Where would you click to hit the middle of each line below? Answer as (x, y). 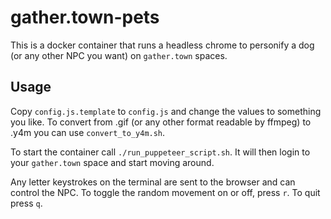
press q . (26, 203)
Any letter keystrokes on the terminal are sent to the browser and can (153, 182)
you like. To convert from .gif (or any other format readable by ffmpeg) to (161, 122)
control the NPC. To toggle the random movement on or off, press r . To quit (165, 192)
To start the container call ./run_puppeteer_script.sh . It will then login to (160, 152)
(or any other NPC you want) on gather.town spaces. (119, 55)
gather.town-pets (85, 17)
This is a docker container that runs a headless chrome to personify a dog (162, 45)
